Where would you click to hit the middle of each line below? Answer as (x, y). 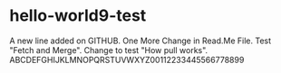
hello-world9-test (78, 16)
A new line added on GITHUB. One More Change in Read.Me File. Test (140, 41)
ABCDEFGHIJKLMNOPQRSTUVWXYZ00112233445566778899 (127, 59)
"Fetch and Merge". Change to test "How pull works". (109, 50)
